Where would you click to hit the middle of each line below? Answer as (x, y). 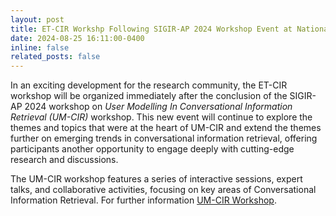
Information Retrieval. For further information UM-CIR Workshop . (143, 200)
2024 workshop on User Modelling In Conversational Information (158, 107)
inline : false (40, 47)
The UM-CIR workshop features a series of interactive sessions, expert (156, 179)
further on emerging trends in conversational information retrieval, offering (164, 138)
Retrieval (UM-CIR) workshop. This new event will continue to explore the (161, 117)
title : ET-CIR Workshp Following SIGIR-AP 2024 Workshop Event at (151, 29)
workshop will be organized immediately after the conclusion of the (149, 96)
